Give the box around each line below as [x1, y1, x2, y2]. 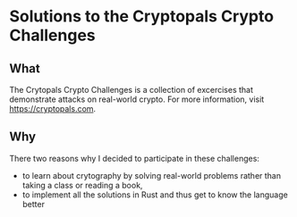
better [21, 198, 45, 209]
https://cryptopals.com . [9, 104, 97, 113]
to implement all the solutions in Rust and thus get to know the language [21, 189, 288, 200]
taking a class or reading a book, [21, 179, 143, 190]
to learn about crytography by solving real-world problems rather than [21, 170, 282, 180]
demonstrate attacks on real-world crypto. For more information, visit [9, 94, 265, 104]
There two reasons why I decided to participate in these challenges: [9, 153, 259, 163]
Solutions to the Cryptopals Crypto [9, 6, 275, 27]
